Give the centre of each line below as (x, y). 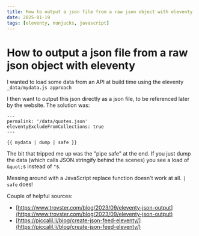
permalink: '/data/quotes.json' (47, 122)
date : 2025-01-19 (29, 17)
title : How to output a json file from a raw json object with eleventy (100, 12)
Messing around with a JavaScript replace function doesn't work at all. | (96, 178)
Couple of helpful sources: (40, 196)
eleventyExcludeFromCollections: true (55, 127)
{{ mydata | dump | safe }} (42, 143)
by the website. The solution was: (48, 105)
